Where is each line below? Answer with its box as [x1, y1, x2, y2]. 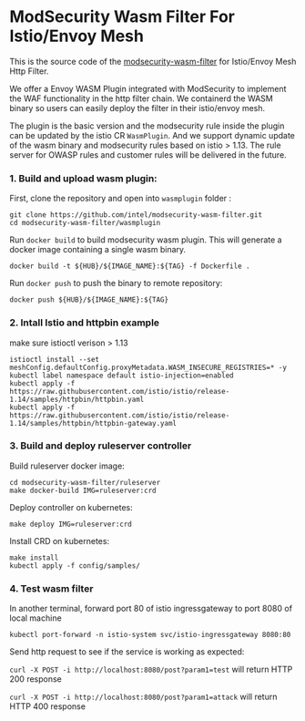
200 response [9, 674, 62, 685]
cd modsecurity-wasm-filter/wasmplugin [9, 219, 161, 228]
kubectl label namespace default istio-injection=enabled [9, 371, 234, 380]
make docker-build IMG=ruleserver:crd [9, 486, 157, 495]
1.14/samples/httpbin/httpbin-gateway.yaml [9, 418, 178, 427]
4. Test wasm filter [9, 582, 94, 594]
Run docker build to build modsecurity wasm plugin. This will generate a [9, 234, 282, 245]
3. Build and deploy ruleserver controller [9, 439, 192, 452]
